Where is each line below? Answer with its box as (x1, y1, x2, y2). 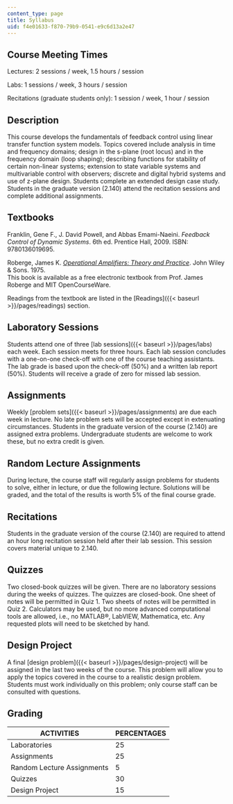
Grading (7, 707, 43, 719)
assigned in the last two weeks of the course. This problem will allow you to (7, 665, 223, 673)
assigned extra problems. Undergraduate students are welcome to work (7, 430, 213, 438)
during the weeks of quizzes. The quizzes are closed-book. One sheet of (7, 589, 216, 598)
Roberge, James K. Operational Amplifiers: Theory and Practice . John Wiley (7, 258, 225, 267)
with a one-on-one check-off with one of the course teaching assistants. (7, 355, 215, 363)
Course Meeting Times (7, 49, 108, 60)
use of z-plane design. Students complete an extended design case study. (7, 177, 220, 185)
